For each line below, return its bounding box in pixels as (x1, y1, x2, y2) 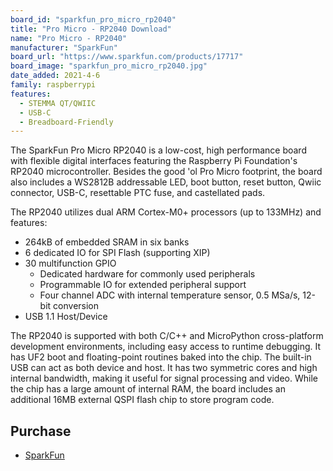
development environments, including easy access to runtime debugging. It (10, 341, 322, 353)
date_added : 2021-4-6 (10, 71, 101, 81)
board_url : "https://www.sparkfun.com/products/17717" (10, 52, 244, 62)
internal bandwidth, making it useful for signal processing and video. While (10, 372, 318, 385)
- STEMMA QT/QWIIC (19, 98, 97, 108)
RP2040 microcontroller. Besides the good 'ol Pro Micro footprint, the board (10, 166, 323, 178)
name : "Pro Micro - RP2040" (10, 33, 128, 43)
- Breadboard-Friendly (19, 117, 114, 127)
